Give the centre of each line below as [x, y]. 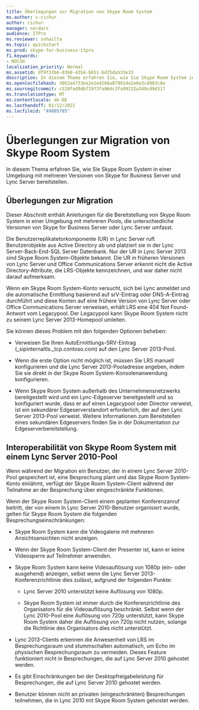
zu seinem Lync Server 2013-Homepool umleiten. [66, 320]
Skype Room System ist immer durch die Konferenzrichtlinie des [102, 603]
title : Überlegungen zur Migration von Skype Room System [79, 12]
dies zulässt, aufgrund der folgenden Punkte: [117, 580]
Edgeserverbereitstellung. [46, 429]
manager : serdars [28, 28]
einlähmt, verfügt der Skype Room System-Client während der [98, 483]
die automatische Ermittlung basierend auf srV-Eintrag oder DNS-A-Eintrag [98, 295]
